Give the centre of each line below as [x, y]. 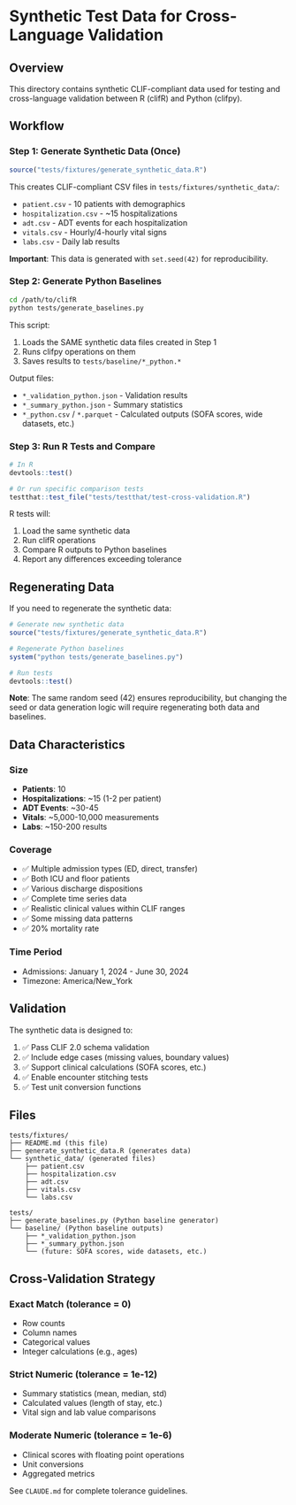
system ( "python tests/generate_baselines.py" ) [96, 657]
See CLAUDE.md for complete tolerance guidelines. [99, 1490]
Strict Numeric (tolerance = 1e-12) [83, 1374]
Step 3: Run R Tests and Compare [83, 446]
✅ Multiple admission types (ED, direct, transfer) [110, 869]
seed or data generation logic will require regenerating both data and [135, 707]
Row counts [43, 1324]
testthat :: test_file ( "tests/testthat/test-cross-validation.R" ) [130, 497]
